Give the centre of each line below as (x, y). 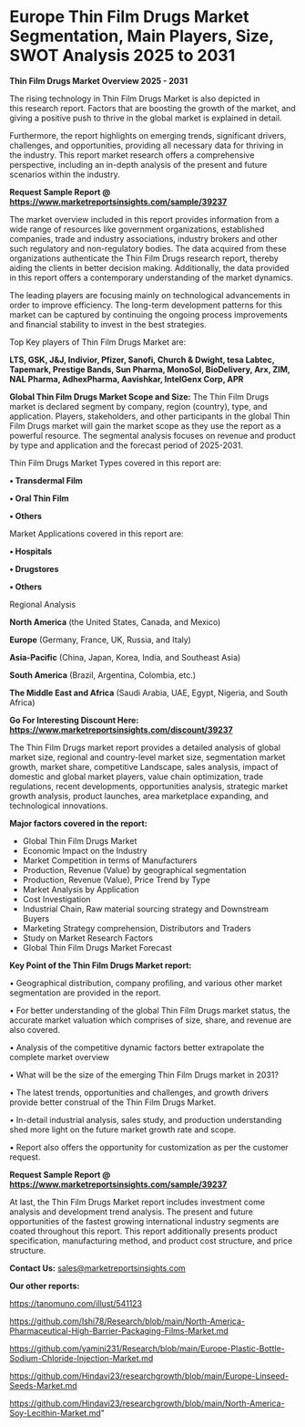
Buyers (36, 918)
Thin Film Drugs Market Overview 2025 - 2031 (99, 80)
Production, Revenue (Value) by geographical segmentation (135, 870)
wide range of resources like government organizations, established (137, 229)
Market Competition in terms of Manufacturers (110, 860)
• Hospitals (31, 551)
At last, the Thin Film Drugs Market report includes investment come (137, 1202)
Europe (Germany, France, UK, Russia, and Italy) (100, 640)
